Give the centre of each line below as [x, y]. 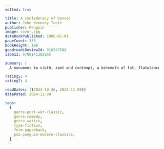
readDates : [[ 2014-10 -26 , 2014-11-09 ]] [46, 90]
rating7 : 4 [16, 81]
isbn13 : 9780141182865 [28, 54]
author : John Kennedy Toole [34, 23]
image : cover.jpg [23, 32]
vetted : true [18, 9]
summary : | [16, 63]
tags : [10, 103]
